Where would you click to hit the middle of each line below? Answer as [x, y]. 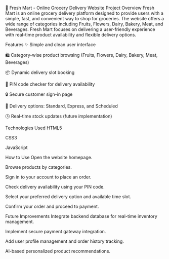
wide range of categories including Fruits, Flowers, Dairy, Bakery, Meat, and [84, 24]
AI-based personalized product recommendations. [58, 251]
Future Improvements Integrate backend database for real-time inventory [81, 216]
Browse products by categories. [38, 167]
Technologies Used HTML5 [34, 128]
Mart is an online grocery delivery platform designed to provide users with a [84, 13]
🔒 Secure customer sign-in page [39, 94]
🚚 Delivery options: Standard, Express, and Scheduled [61, 106]
